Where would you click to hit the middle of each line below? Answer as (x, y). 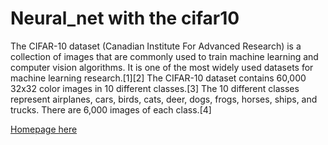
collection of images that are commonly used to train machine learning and (164, 56)
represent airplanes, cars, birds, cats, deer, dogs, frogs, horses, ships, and (164, 99)
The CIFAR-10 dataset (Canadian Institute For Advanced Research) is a (156, 46)
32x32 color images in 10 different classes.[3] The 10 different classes (155, 88)
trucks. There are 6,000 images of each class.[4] (111, 109)
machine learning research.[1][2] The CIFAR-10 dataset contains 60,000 (158, 78)
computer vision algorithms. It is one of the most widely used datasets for (162, 67)
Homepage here (44, 129)
